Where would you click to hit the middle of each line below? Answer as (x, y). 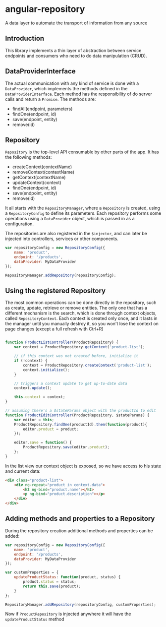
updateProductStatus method (35, 619)
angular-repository (45, 9)
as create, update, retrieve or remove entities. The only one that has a (76, 308)
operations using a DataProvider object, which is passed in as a (70, 219)
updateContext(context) (37, 183)
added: (12, 536)
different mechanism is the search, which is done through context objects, (81, 313)
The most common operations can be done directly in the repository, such (81, 303)
